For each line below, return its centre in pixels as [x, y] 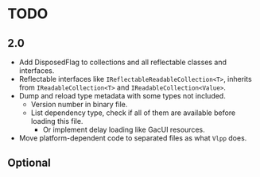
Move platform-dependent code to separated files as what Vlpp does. [133, 138]
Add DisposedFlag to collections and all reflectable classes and [123, 62]
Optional [29, 163]
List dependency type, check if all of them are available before [133, 113]
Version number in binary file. [79, 104]
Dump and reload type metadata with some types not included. [122, 96]
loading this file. [57, 121]
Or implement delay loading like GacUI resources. [124, 129]
